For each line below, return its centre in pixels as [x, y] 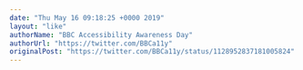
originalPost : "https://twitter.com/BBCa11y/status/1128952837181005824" [152, 52]
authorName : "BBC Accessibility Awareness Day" [101, 35]
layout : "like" [38, 26]
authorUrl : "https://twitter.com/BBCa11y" [91, 43]
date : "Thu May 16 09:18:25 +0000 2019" [87, 18]
